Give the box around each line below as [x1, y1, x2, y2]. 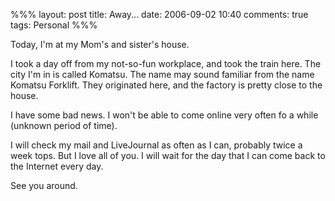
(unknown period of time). [10, 120, 118, 131]
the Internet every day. [10, 160, 104, 172]
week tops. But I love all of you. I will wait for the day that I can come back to [10, 150, 326, 161]
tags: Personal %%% [10, 19, 98, 31]
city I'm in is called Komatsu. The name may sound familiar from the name [10, 69, 315, 80]
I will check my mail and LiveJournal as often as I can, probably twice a [10, 139, 303, 151]
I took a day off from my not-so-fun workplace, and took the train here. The [10, 58, 322, 69]
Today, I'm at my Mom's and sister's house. [10, 39, 190, 50]
